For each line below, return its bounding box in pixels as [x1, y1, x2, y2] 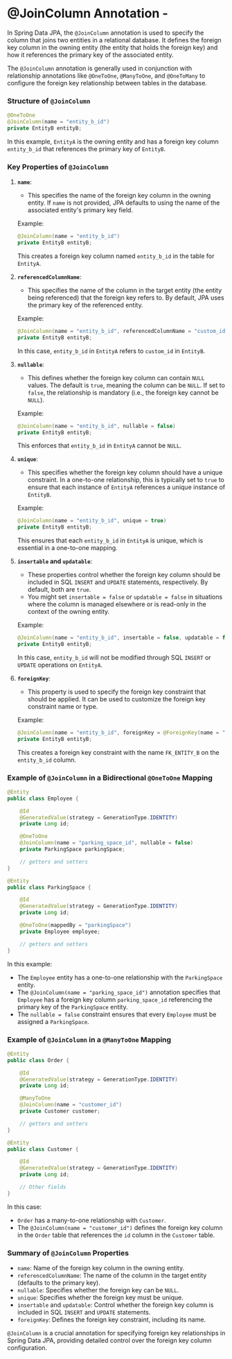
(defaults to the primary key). [17, 1279, 100, 1287]
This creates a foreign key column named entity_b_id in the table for [17, 252, 215, 260]
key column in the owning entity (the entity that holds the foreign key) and [7, 43, 218, 51]
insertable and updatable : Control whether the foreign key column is [17, 1301, 214, 1309]
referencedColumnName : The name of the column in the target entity [17, 1272, 207, 1280]
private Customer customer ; [19, 1108, 100, 1115]
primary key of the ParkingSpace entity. [17, 1002, 128, 1011]
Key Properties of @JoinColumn [7, 162, 109, 171]
